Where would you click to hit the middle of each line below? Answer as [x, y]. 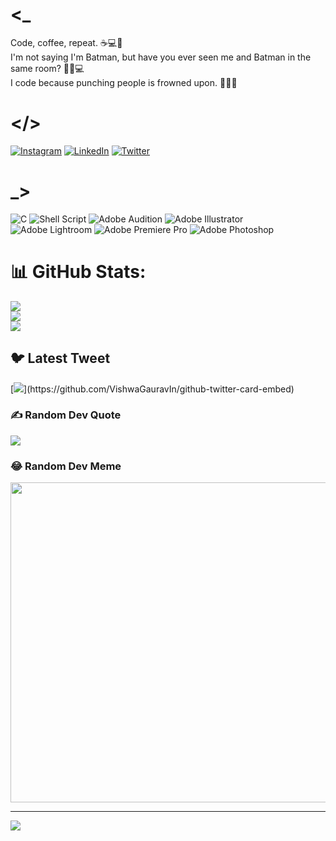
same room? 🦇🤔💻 [47, 68]
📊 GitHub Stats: [78, 272]
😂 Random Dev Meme [66, 466]
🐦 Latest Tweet [60, 358]
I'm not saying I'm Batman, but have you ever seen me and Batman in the [161, 57]
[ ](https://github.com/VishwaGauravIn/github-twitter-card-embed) [152, 389]
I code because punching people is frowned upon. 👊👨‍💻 [124, 82]
